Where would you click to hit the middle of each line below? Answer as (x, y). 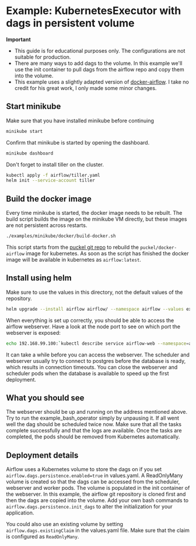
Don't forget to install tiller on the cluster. (55, 164)
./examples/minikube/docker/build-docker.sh (61, 236)
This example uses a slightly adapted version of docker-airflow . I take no (102, 82)
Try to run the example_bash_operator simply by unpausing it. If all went (93, 418)
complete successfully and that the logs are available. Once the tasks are (94, 431)
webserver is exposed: (34, 332)
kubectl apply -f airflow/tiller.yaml (53, 175)
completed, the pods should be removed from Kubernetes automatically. (93, 437)
